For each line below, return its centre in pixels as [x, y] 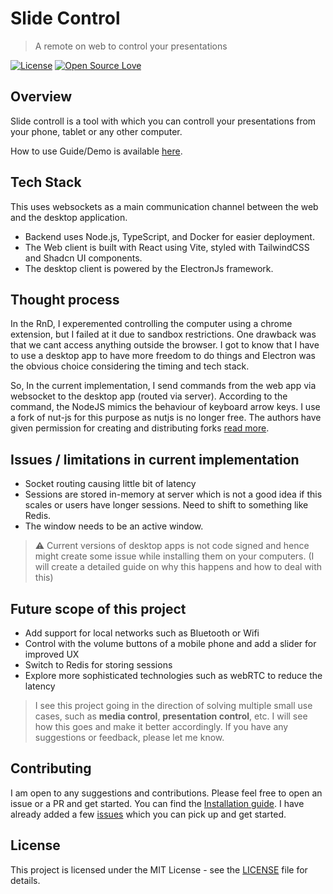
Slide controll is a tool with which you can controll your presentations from [163, 121]
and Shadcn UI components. [83, 258]
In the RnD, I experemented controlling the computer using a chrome [151, 324]
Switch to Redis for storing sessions [98, 665]
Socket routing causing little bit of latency [110, 484]
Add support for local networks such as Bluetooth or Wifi [142, 633]
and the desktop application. [69, 217]
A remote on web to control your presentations [131, 46]
